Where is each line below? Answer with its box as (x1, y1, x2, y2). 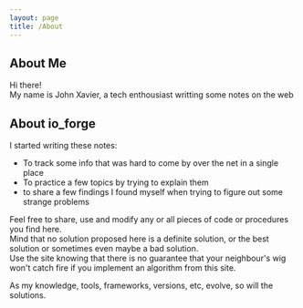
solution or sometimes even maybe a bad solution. (9, 243, 199, 254)
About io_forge (9, 116, 96, 131)
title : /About (9, 22, 64, 31)
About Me (9, 56, 67, 71)
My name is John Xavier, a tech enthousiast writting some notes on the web (9, 89, 294, 100)
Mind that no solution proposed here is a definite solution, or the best (9, 233, 269, 244)
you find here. (9, 224, 62, 235)
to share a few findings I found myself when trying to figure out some (22, 187, 283, 198)
